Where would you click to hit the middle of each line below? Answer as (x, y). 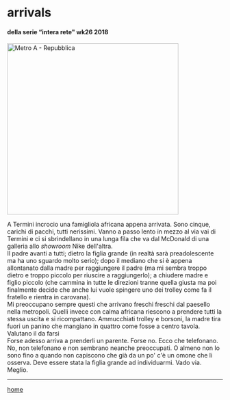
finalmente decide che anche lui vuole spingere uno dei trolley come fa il (110, 290)
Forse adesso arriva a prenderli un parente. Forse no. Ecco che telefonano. (113, 341)
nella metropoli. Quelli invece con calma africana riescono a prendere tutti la (115, 312)
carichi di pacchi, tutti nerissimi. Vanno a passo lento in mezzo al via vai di (112, 232)
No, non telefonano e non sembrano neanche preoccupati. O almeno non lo (114, 348)
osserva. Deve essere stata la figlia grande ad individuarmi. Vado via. (104, 363)
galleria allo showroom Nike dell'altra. (60, 246)
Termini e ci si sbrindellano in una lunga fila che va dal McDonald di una (108, 239)
